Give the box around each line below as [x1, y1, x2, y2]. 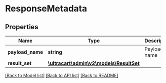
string [47, 49, 63, 55]
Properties [5, 23, 39, 31]
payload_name [7, 49, 43, 55]
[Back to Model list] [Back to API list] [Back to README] [5, 73, 119, 78]
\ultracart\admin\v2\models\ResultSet [47, 60, 140, 67]
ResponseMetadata [5, 3, 87, 14]
